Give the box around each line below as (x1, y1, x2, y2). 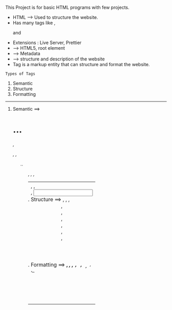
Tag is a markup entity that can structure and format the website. (12, 61, 150, 67)
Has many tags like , (12, 20, 56, 26)
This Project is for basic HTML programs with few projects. (5, 5, 130, 10)
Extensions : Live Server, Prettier (12, 39, 82, 46)
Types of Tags (5, 71, 36, 76)
